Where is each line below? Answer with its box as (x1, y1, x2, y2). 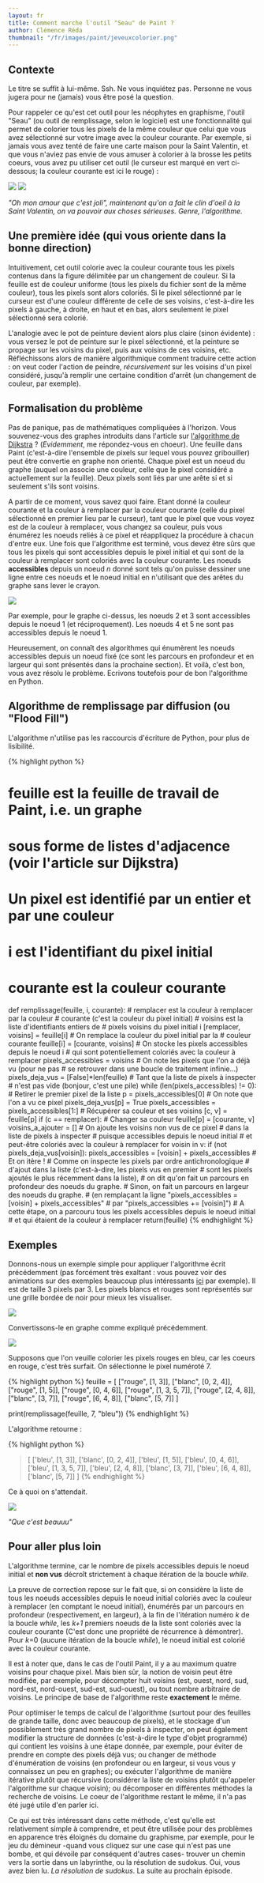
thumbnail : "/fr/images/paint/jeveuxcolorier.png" (8, 33, 178, 42)
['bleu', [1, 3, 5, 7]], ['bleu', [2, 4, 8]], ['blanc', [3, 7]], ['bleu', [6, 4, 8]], (27, 1463, 251, 1473)
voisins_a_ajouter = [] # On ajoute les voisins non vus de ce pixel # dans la (8, 1123, 250, 1133)
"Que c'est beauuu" (8, 1517, 73, 1526)
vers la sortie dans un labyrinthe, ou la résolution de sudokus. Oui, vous (8, 1857, 240, 1866)
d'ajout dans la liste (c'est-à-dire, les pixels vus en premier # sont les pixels (8, 1165, 253, 1175)
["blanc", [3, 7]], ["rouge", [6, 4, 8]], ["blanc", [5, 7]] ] (8, 1394, 179, 1403)
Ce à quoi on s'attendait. (8, 1487, 88, 1496)
